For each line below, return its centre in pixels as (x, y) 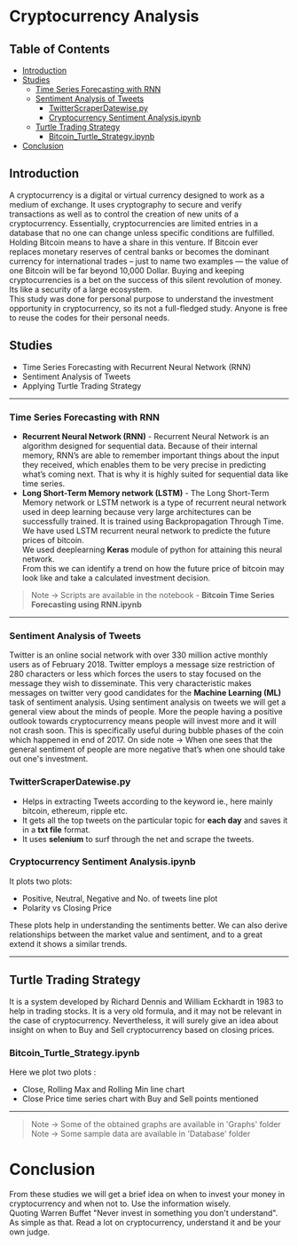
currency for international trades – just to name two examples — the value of (149, 261)
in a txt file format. (56, 829)
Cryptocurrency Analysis (104, 16)
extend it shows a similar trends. (68, 943)
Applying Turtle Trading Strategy (82, 386)
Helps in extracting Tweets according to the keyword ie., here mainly (147, 801)
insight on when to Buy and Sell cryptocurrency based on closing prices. (142, 1029)
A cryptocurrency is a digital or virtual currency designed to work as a (137, 195)
